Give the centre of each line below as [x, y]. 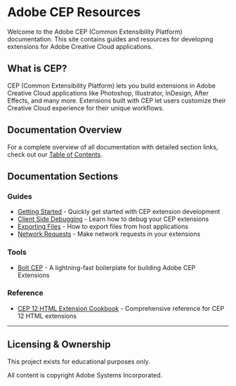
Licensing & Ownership [59, 345]
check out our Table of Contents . [55, 154]
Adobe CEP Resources [74, 12]
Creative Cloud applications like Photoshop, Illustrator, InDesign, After [108, 93]
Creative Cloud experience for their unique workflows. [86, 108]
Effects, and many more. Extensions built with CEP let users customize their [117, 100]
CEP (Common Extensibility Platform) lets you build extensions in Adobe [112, 86]
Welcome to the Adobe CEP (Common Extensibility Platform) [95, 32]
